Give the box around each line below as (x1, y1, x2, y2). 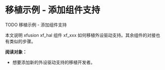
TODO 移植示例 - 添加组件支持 (5, 22, 67, 28)
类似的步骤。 (9, 38, 36, 44)
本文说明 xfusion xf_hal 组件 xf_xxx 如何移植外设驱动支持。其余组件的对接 (5, 32, 156, 38)
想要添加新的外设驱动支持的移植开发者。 (12, 59, 95, 65)
